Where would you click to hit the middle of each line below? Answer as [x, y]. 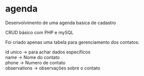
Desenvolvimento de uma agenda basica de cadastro [61, 23]
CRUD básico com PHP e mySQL [39, 32]
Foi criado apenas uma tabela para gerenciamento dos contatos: [73, 42]
